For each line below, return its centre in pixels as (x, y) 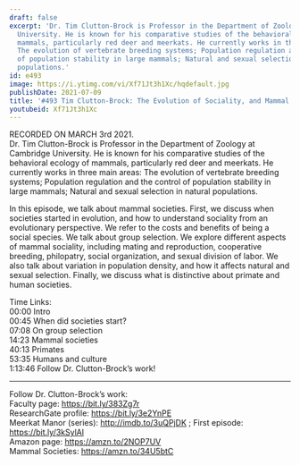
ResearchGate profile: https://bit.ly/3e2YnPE (91, 413)
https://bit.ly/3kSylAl (47, 432)
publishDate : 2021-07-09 (55, 92)
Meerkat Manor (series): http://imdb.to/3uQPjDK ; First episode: (126, 423)
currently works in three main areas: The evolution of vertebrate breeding (144, 173)
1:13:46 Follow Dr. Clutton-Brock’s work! (83, 368)
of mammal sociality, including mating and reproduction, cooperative (135, 247)
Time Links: (30, 302)
